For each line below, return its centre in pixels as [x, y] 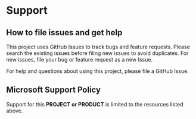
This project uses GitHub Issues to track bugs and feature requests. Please [98, 47]
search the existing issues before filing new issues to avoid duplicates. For [97, 53]
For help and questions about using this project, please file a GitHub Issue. [97, 71]
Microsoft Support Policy [54, 90]
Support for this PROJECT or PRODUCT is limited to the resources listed [95, 104]
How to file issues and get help [64, 33]
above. [15, 111]
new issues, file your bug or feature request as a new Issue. [80, 59]
